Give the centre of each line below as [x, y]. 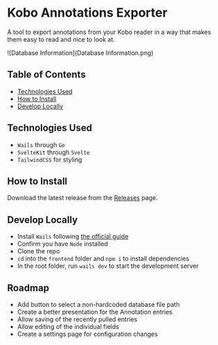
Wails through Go [41, 144]
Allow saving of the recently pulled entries [77, 319]
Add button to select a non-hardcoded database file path [98, 304]
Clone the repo [38, 251]
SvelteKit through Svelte [53, 152]
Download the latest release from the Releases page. [82, 198]
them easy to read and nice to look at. [61, 39]
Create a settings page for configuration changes [87, 334]
